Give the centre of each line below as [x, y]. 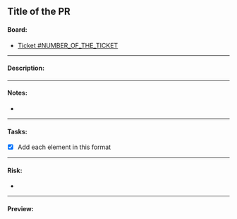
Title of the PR [39, 12]
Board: [17, 29]
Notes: [18, 93]
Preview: [20, 209]
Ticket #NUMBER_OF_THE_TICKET [68, 45]
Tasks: [17, 131]
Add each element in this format [64, 147]
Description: [26, 68]
